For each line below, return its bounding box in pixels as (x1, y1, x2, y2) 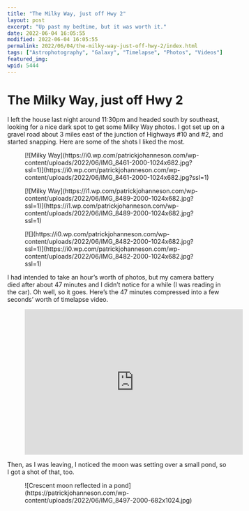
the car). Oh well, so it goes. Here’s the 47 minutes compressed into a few (7, 287, 220, 296)
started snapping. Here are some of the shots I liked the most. (7, 137, 185, 146)
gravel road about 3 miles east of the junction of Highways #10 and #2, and (7, 130, 223, 138)
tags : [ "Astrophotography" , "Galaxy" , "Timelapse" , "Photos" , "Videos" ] (7, 49, 223, 56)
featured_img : (7, 56, 49, 63)
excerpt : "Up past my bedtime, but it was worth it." (7, 23, 167, 30)
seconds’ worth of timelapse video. (7, 295, 109, 303)
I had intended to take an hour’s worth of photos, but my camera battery (7, 273, 214, 281)
